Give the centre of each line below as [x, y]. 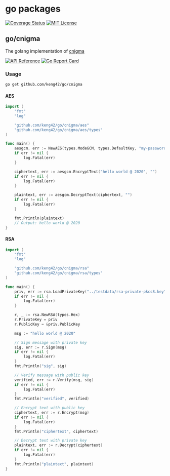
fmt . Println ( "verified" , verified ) [52, 399]
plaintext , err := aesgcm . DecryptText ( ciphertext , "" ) [73, 195]
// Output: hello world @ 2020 [47, 223]
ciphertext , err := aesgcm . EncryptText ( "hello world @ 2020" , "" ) [86, 172]
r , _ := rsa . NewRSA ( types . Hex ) [47, 315]
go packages [33, 9]
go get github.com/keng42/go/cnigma [44, 85]
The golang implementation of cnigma [45, 51]
